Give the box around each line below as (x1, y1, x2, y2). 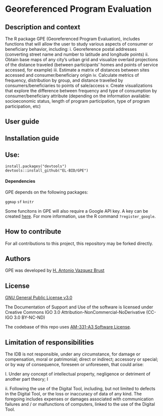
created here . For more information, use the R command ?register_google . (5, 213, 156, 219)
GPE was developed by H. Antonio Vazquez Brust (5, 267, 105, 273)
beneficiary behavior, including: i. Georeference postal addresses (5, 46, 137, 52)
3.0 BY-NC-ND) (14, 314, 46, 321)
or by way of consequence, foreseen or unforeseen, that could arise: (5, 362, 144, 368)
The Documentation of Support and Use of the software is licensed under (5, 304, 153, 310)
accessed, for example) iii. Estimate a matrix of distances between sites (5, 67, 150, 73)
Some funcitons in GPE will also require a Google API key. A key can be (5, 208, 148, 214)
